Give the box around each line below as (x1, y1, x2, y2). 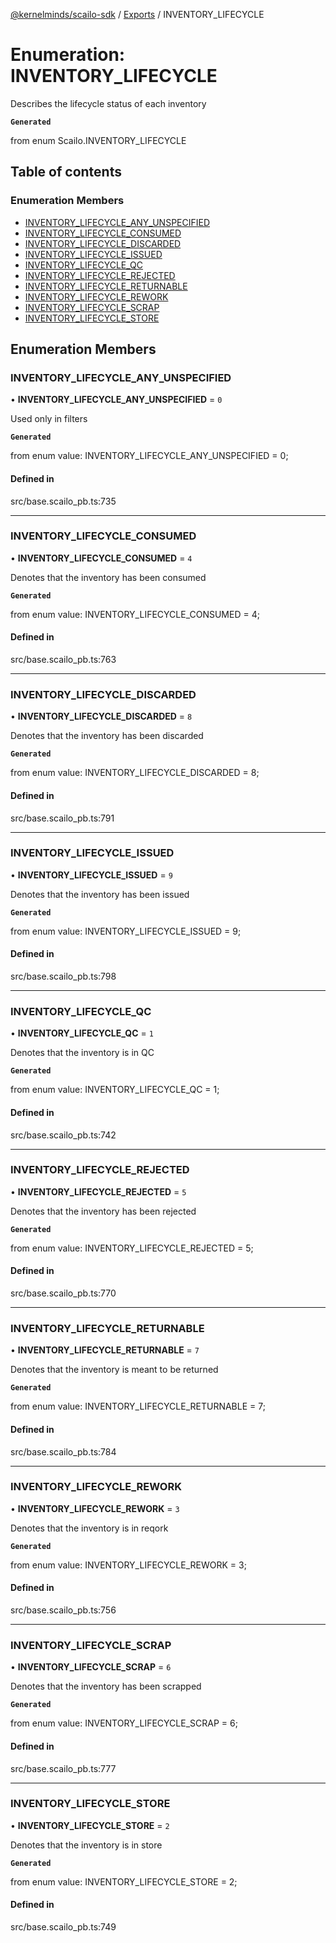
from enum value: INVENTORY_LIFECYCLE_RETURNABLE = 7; (10, 1400, 266, 1413)
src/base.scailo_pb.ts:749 (10, 1921, 117, 1933)
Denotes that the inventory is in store (10, 1839, 163, 1851)
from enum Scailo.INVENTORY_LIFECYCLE (10, 134, 187, 146)
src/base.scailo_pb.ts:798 (10, 970, 117, 983)
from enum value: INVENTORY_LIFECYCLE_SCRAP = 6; (10, 1717, 238, 1729)
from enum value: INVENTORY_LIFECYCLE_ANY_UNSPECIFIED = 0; (10, 450, 289, 462)
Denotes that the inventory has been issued (10, 888, 190, 900)
